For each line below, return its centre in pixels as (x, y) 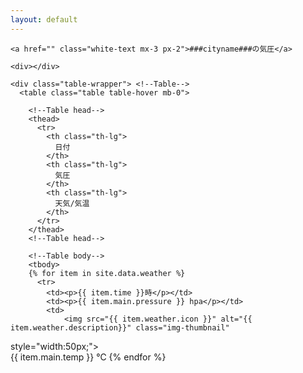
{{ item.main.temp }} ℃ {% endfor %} (88, 357)
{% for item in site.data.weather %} (107, 273)
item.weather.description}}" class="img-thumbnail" (120, 327)
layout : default (44, 19)
